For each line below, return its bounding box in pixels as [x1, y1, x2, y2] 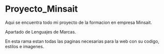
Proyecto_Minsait [5, 3, 78, 15]
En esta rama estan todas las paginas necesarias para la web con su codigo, [5, 38, 160, 44]
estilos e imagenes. [5, 43, 44, 49]
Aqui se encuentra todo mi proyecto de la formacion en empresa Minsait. [5, 19, 152, 25]
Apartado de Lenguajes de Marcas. [5, 29, 76, 35]
